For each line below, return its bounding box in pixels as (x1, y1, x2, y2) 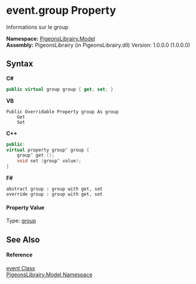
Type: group (6, 217, 36, 225)
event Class (6, 264, 35, 271)
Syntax (6, 59, 33, 69)
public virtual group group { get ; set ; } (6, 86, 114, 92)
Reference (6, 251, 33, 258)
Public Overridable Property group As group (6, 108, 119, 114)
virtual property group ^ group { (6, 147, 90, 153)
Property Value (6, 204, 45, 211)
